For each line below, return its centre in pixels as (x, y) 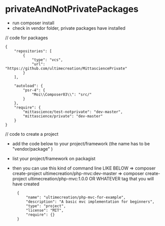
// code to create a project (32, 134)
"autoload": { (28, 86)
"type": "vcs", (47, 60)
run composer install (33, 23)
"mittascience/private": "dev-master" (63, 116)
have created (26, 184)
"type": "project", (46, 206)
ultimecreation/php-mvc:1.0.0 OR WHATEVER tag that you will (91, 178)
